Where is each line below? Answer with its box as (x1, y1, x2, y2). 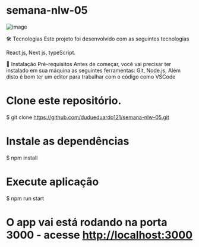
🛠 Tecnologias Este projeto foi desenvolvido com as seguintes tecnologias (6, 35, 189, 42)
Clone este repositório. (6, 94, 122, 108)
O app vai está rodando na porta (6, 215, 168, 229)
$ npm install (6, 154, 38, 161)
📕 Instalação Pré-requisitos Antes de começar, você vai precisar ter (6, 60, 171, 67)
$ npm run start (6, 195, 45, 202)
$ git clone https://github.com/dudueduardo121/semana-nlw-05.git (6, 114, 169, 121)
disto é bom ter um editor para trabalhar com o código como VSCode (6, 73, 176, 80)
